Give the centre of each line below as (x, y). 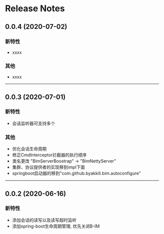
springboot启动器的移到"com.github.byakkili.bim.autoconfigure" (76, 173)
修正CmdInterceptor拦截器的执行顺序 (49, 155)
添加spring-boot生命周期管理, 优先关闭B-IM (56, 226)
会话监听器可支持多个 (33, 123)
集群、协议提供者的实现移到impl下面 (49, 167)
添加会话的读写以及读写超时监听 (44, 220)
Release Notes (35, 9)
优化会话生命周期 (29, 149)
